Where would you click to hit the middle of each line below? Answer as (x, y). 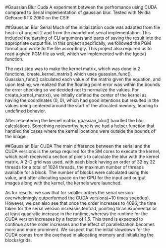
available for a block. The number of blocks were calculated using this (77, 172)
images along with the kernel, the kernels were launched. (63, 183)
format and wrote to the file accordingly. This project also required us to (79, 48)
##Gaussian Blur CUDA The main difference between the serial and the (78, 146)
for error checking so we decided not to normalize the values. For (72, 90)
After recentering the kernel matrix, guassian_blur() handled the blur (75, 121)
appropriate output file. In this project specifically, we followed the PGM (78, 43)
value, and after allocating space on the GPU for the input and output (76, 178)
